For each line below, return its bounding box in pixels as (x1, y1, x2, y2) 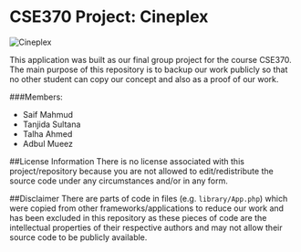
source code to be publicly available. (9, 231, 148, 243)
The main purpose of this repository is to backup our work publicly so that (9, 64, 288, 75)
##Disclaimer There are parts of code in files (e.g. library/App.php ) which (9, 193, 288, 204)
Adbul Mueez (22, 138, 73, 149)
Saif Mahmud (22, 109, 74, 120)
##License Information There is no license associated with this (9, 155, 244, 166)
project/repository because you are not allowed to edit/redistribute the (9, 165, 274, 176)
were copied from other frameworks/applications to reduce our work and (9, 203, 285, 214)
